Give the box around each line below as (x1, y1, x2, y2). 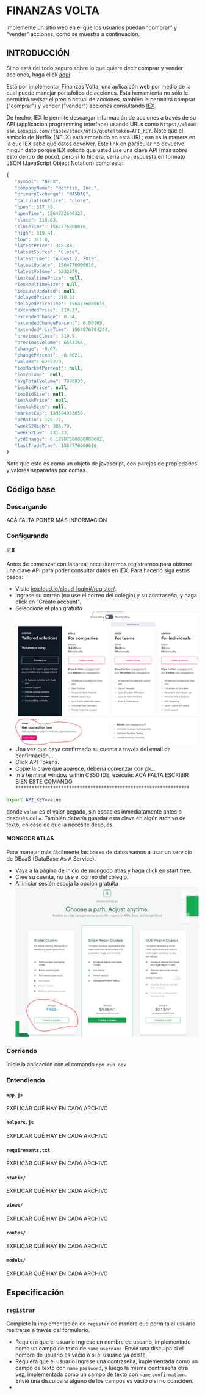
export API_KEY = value (6, 796, 62, 803)
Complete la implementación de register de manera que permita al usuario (6, 1320, 196, 1327)
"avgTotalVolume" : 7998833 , (14, 378, 86, 384)
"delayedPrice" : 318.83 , (14, 294, 78, 300)
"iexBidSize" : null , (14, 391, 67, 397)
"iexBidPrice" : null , (14, 384, 70, 391)
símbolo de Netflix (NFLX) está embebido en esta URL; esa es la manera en (6, 133, 196, 140)
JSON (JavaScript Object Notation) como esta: (6, 159, 124, 167)
